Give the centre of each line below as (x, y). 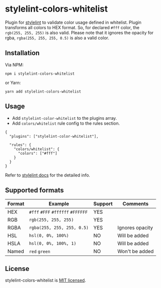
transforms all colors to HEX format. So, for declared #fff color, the (72, 27)
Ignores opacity (135, 228)
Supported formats (34, 190)
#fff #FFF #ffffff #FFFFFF (58, 212)
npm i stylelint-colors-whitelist (40, 74)
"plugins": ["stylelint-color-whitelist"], (54, 136)
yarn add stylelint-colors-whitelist (43, 91)
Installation (22, 53)
